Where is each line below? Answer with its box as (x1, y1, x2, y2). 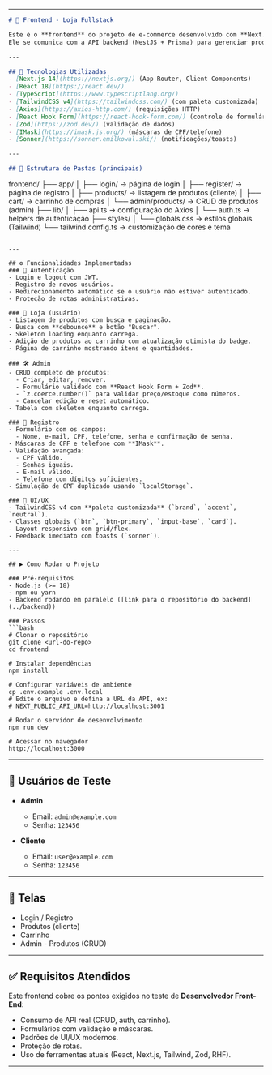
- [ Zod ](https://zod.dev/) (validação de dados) (8, 120, 176, 128)
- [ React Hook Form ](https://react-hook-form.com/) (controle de (8, 113, 233, 121)
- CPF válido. (15, 454, 63, 462)
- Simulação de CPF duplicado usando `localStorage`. (8, 482, 194, 490)
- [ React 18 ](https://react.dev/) (8, 83, 125, 91)
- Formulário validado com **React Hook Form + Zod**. (15, 383, 205, 391)
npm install (8, 666, 49, 675)
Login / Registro (19, 913, 74, 923)
